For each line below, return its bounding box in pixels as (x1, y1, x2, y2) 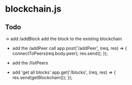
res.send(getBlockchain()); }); (12, 75, 72, 80)
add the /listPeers (12, 60, 48, 65)
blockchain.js (5, 3, 62, 15)
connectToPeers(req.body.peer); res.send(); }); (12, 50, 108, 56)
